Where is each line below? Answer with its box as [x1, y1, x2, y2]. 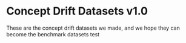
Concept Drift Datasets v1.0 [6, 4, 148, 18]
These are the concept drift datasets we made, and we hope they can [6, 24, 180, 31]
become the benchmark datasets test [6, 30, 100, 38]
